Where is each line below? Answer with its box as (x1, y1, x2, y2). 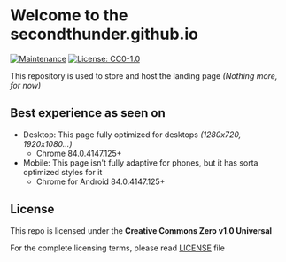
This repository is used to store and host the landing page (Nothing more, (10, 70, 278, 81)
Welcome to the (10, 5, 128, 26)
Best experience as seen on (10, 105, 166, 120)
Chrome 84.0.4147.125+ (35, 148, 122, 158)
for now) (10, 80, 42, 90)
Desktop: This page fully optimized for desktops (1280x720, (22, 129, 242, 140)
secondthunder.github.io (10, 24, 198, 44)
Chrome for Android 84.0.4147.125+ (35, 176, 166, 187)
